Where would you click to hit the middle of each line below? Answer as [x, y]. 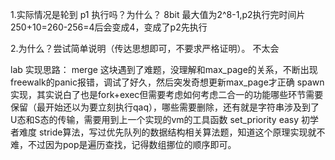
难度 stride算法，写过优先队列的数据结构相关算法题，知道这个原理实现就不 [172, 132]
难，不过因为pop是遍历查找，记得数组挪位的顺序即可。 [123, 144]
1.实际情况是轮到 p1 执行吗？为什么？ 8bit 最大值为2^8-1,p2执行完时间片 [158, 14]
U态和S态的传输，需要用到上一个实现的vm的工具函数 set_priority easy [155, 119]
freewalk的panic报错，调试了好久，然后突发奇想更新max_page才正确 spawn [167, 82]
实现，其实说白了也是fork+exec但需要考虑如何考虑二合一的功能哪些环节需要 [167, 94]
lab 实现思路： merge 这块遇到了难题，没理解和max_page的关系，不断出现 [164, 69]
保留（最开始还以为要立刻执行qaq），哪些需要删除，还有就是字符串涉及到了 [165, 107]
